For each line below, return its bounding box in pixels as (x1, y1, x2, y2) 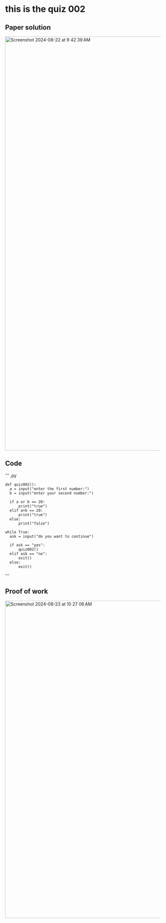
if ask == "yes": (9, 542, 45, 547)
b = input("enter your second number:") (9, 490, 94, 495)
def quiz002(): (5, 482, 37, 487)
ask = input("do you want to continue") (9, 534, 94, 539)
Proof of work (5, 587, 48, 596)
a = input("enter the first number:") (9, 486, 90, 491)
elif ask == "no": (9, 551, 48, 556)
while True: (5, 529, 30, 534)
